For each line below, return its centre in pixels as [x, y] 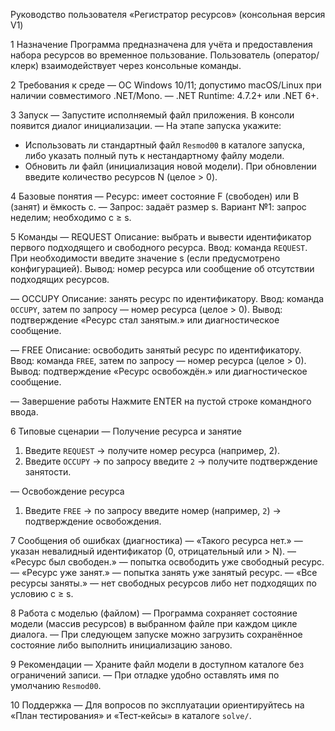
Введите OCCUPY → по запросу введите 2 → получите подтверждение [171, 461]
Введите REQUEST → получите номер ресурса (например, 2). [152, 450]
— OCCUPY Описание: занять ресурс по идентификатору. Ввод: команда [167, 298]
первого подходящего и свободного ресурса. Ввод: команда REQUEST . [159, 247]
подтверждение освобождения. [93, 521]
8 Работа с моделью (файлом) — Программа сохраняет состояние [154, 613]
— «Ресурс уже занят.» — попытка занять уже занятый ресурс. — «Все [164, 572]
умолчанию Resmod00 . [56, 685]
